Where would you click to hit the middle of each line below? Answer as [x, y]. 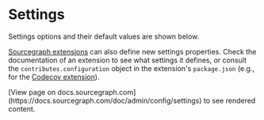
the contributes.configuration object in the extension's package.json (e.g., [132, 68]
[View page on [32, 92]
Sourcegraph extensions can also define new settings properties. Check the [132, 51]
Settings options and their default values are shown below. [104, 36]
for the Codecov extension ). [54, 77]
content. [22, 109]
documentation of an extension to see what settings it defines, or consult [128, 60]
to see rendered [230, 100]
